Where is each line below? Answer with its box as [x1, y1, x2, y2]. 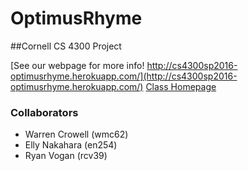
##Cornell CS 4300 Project [10, 40, 122, 52]
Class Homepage [145, 80, 217, 92]
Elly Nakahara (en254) [24, 139, 118, 151]
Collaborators [10, 105, 79, 119]
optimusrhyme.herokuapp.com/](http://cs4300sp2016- [10, 70, 238, 82]
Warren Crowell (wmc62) [24, 128, 129, 141]
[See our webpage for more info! [10, 59, 145, 71]
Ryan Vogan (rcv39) [24, 150, 108, 162]
